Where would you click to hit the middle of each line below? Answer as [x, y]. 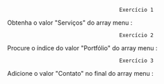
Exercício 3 [137, 61]
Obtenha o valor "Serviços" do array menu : [70, 23]
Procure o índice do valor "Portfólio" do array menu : [82, 48]
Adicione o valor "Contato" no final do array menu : [81, 73]
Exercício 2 [137, 35]
